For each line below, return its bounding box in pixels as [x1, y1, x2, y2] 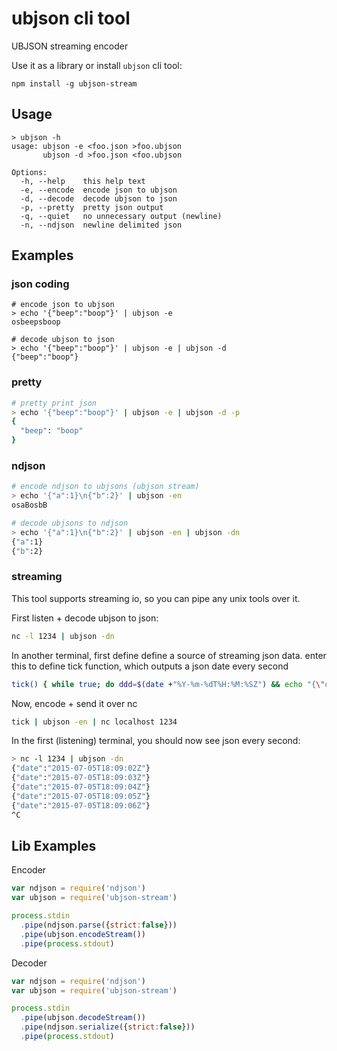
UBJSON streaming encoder [11, 40, 129, 52]
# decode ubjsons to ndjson [11, 518, 129, 529]
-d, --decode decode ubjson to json [20, 193, 178, 204]
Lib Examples [11, 837, 97, 854]
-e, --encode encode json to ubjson [20, 185, 178, 195]
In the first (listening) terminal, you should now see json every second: [11, 735, 301, 747]
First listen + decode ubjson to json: [11, 612, 159, 624]
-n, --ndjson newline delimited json [20, 220, 183, 230]
